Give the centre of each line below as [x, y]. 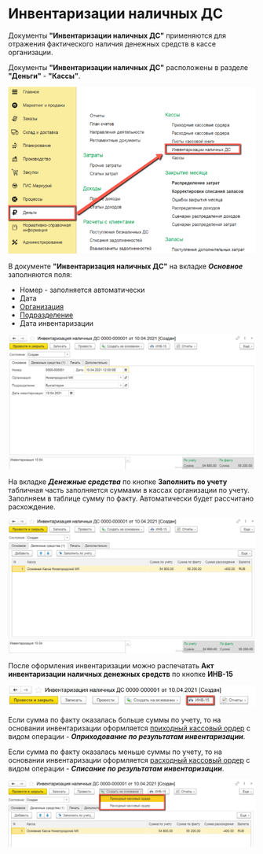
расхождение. [32, 507]
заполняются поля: [40, 275]
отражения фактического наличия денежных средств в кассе [112, 43]
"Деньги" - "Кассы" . [44, 76]
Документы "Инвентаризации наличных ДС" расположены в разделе [128, 67]
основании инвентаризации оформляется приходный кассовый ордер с [130, 728]
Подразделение [46, 315]
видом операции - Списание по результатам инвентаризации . [116, 768]
